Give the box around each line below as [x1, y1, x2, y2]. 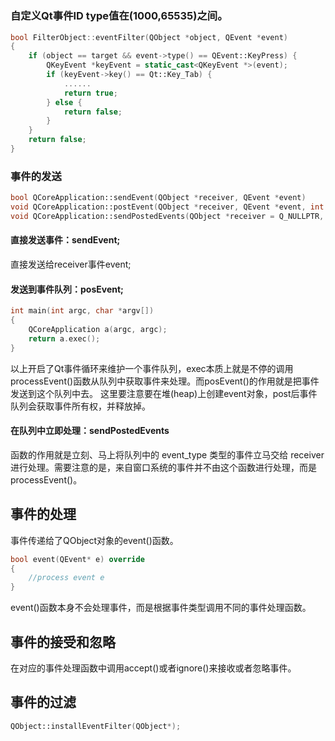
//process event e [28, 573, 105, 583]
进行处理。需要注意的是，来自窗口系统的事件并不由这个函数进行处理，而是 [10, 461, 317, 473]
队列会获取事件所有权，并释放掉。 [10, 400, 151, 412]
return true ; [63, 88, 118, 98]
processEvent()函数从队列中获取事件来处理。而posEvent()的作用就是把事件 [10, 375, 320, 387]
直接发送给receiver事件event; [10, 258, 132, 271]
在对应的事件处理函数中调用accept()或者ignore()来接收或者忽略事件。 [10, 662, 297, 674]
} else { [46, 97, 83, 107]
